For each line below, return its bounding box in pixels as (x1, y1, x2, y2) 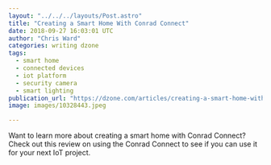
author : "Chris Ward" (8, 34, 81, 43)
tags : (8, 49, 27, 57)
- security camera (15, 79, 78, 87)
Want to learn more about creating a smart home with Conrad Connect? (8, 130, 246, 141)
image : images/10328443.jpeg (8, 101, 106, 109)
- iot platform (15, 72, 67, 80)
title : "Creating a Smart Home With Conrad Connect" (8, 19, 190, 27)
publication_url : (8, 94, 67, 102)
